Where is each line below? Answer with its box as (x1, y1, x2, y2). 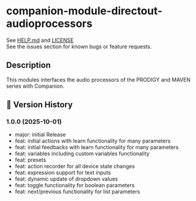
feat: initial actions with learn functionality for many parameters (14, 137, 171, 144)
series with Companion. (6, 82, 65, 89)
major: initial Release (14, 131, 66, 138)
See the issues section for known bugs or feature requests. (6, 43, 152, 50)
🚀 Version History (6, 100, 73, 110)
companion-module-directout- (6, 4, 163, 18)
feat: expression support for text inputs (14, 169, 111, 177)
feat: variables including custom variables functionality (14, 150, 150, 157)
